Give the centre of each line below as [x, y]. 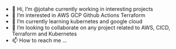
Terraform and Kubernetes [44, 34]
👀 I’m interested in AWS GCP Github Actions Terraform [78, 15]
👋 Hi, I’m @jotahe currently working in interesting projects [82, 9]
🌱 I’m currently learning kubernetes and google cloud [77, 21]
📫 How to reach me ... [39, 40]
